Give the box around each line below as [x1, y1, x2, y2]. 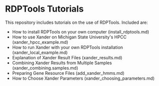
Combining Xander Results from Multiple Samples [12, 60, 112, 66]
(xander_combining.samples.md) [12, 65, 79, 71]
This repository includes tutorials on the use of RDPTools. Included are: [5, 19, 148, 25]
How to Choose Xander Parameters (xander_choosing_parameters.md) [12, 75, 155, 81]
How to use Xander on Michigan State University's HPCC [12, 34, 127, 40]
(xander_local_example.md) [12, 50, 68, 55]
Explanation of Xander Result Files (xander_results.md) [12, 54, 123, 60]
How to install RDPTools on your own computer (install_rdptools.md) [12, 29, 149, 34]
